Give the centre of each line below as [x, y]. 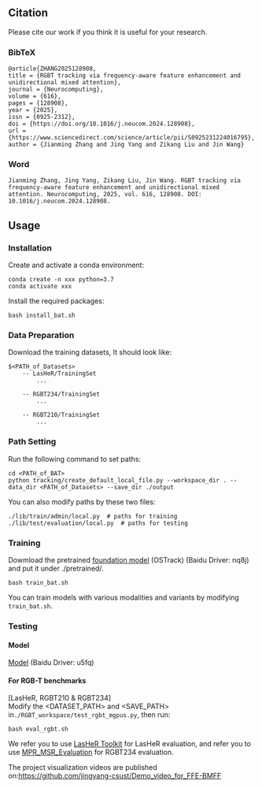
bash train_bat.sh [38, 582]
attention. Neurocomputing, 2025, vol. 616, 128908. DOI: [105, 195]
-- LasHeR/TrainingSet [59, 374]
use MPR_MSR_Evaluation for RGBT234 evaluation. [91, 753]
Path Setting [32, 442]
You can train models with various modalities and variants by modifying [124, 597]
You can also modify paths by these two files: [82, 502]
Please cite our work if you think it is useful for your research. [108, 32]
